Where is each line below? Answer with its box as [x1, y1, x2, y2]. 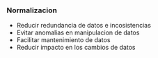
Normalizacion [6, 6, 57, 15]
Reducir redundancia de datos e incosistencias [16, 21, 151, 30]
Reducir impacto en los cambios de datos [16, 43, 136, 52]
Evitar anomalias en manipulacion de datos [16, 28, 140, 37]
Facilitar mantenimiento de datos [16, 36, 111, 44]
